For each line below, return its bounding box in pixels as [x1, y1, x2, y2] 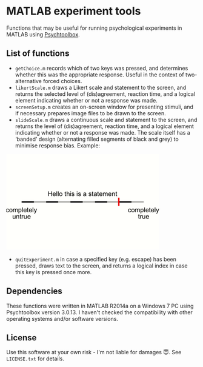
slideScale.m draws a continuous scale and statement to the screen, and [15, 116, 198, 123]
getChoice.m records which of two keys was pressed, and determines [15, 64, 188, 72]
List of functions [6, 49, 70, 59]
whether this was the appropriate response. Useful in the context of [15, 71, 184, 78]
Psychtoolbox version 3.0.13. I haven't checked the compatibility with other [6, 308, 193, 316]
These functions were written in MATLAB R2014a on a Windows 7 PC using [6, 302, 194, 309]
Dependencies [6, 286, 62, 297]
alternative [15, 77, 42, 84]
